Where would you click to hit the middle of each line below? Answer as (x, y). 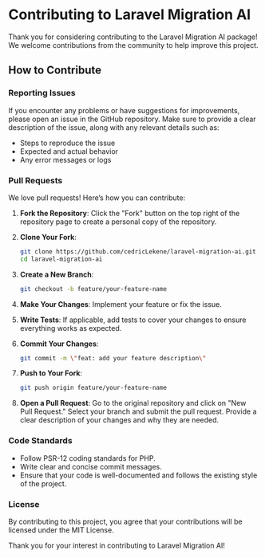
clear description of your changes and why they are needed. (119, 420)
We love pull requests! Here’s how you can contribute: (97, 198)
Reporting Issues (42, 93)
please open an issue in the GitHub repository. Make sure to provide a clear (132, 119)
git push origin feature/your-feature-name (93, 388)
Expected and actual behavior (69, 151)
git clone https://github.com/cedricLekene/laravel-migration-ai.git (138, 251)
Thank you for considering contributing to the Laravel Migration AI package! (133, 37)
